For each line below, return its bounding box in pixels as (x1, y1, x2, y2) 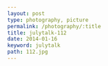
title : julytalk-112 (7, 29, 68, 36)
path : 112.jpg (7, 49, 49, 56)
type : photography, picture (7, 16, 89, 23)
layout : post (7, 10, 45, 17)
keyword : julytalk (7, 42, 61, 49)
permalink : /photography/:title (7, 23, 101, 30)
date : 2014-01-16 (7, 36, 58, 43)
